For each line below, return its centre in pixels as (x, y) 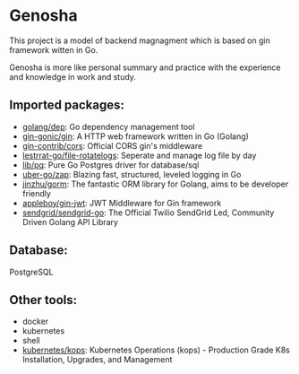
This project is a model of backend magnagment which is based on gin (140, 40)
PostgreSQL (31, 272)
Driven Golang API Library (70, 222)
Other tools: (43, 300)
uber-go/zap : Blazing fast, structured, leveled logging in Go (132, 174)
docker (35, 322)
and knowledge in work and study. (73, 76)
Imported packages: (67, 105)
